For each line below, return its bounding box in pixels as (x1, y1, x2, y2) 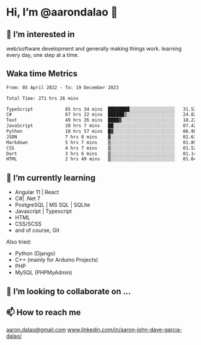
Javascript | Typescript (14, 207, 72, 215)
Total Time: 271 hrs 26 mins (6, 95, 79, 101)
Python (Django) (14, 250, 56, 257)
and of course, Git (14, 227, 60, 234)
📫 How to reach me (6, 307, 81, 317)
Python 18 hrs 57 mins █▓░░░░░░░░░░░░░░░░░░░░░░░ (6, 129, 175, 135)
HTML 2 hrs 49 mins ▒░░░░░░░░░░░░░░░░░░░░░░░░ (6, 156, 175, 162)
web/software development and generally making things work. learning (6, 45, 182, 52)
